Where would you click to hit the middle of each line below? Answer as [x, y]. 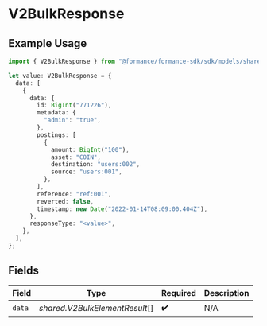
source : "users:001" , [87, 172]
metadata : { [57, 113]
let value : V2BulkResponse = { [60, 76]
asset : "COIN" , [76, 157]
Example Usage [48, 43]
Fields [24, 271]
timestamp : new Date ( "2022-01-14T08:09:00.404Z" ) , [122, 209]
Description [226, 293]
